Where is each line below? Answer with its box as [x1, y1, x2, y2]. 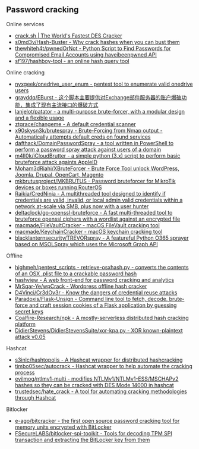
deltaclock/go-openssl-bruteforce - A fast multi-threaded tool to [14, 209, 173, 216]
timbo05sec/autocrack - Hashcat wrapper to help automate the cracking [14, 362, 193, 369]
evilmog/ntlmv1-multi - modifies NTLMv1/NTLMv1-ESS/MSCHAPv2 [14, 375, 179, 382]
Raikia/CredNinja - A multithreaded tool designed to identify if [14, 190, 166, 197]
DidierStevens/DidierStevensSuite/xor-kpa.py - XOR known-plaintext [14, 326, 183, 334]
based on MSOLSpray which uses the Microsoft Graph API [14, 240, 159, 247]
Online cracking [6, 68, 45, 76]
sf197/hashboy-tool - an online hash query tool [14, 57, 129, 64]
